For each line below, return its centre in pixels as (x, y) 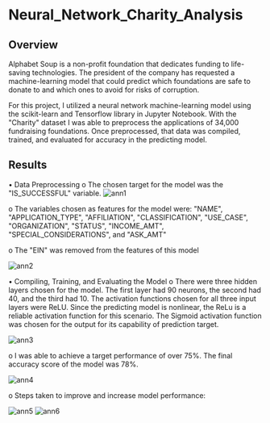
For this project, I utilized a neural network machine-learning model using (130, 105)
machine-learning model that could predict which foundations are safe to (130, 81)
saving (19, 73)
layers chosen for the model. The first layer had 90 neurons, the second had (135, 290)
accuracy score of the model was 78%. (73, 364)
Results (28, 165)
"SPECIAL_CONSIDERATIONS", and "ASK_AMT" (87, 234)
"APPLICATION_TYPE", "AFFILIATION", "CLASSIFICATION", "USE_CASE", (128, 217)
